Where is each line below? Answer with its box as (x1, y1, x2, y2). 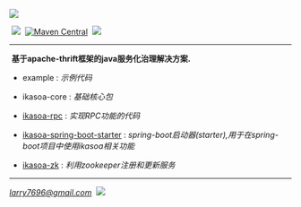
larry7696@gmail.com (9, 187, 92, 197)
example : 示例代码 (21, 73, 92, 82)
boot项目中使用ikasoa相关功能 (21, 141, 135, 151)
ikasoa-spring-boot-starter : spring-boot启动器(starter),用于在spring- (21, 130, 279, 140)
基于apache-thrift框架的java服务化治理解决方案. (11, 54, 191, 64)
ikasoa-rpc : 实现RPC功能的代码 (21, 110, 141, 121)
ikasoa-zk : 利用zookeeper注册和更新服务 (21, 160, 176, 170)
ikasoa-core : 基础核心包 (21, 91, 114, 102)
